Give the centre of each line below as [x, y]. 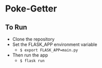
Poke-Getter [31, 9]
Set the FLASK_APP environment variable [55, 44]
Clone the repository [33, 39]
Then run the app [30, 55]
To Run [16, 27]
